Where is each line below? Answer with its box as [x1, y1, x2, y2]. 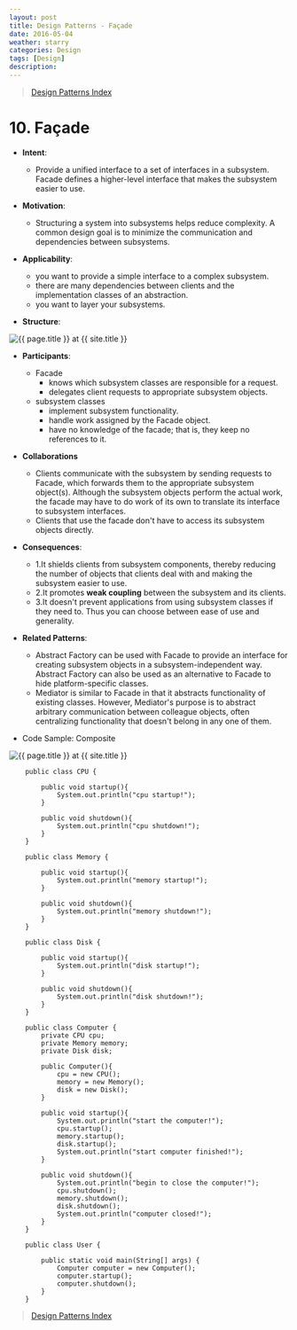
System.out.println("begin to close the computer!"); [56, 1178, 260, 1187]
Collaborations [21, 450, 78, 461]
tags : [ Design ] [9, 54, 66, 63]
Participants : [21, 350, 71, 361]
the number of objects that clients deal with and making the [35, 568, 253, 579]
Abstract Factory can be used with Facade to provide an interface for [35, 649, 288, 661]
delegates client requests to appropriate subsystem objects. [48, 387, 269, 397]
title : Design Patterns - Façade [9, 21, 133, 30]
